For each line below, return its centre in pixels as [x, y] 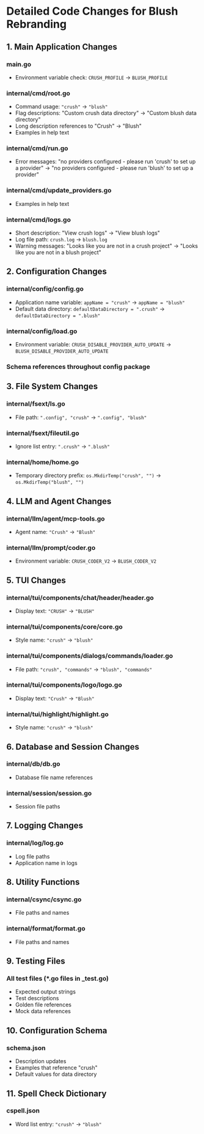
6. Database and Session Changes [73, 747]
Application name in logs [46, 863]
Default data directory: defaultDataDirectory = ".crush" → [90, 309]
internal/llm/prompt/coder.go [51, 547]
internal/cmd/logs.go [39, 219]
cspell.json [23, 1111]
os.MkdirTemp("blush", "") [49, 483]
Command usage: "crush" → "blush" [61, 107]
